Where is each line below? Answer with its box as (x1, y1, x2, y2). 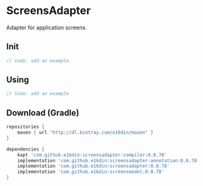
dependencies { (6, 146, 45, 152)
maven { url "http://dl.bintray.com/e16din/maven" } (17, 129, 154, 135)
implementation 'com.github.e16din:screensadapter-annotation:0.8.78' (17, 157, 200, 163)
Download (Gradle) (6, 107, 80, 118)
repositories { (6, 124, 45, 130)
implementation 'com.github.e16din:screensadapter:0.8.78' (17, 163, 170, 170)
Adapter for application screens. (6, 24, 87, 31)
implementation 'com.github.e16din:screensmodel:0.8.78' (17, 169, 165, 175)
